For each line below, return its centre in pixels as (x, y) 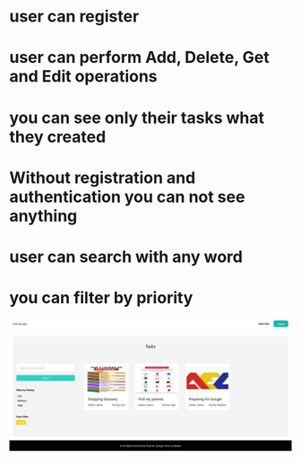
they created (58, 137)
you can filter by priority (101, 298)
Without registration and (103, 178)
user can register (74, 17)
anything (43, 216)
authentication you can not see (127, 197)
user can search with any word (126, 257)
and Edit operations (84, 77)
